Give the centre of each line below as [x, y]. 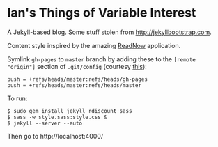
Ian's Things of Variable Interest [102, 13]
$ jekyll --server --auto [45, 123]
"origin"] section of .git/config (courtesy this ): [77, 66]
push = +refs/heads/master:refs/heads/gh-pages [78, 79]
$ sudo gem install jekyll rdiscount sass [70, 111]
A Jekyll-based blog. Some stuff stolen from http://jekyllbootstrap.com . [109, 32]
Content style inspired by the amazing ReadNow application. [94, 45]
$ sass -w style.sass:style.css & [57, 117]
